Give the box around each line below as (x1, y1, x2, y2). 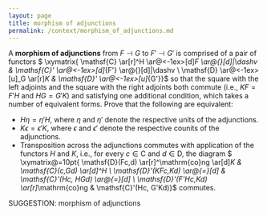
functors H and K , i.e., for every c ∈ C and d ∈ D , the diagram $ (19, 149, 233, 158)
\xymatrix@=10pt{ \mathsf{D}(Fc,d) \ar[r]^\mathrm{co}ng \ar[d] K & (19, 158, 242, 167)
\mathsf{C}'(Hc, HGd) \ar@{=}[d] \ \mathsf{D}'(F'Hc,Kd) (19, 174, 208, 184)
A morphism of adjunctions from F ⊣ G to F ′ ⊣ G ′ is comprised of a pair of (8, 49, 257, 58)
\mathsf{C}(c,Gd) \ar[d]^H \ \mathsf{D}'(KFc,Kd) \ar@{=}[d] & (19, 166, 226, 176)
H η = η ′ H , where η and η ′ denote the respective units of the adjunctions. (19, 115, 259, 125)
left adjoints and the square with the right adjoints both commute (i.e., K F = (8, 82, 257, 92)
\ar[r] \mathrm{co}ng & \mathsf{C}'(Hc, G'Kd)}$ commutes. (19, 183, 216, 193)
